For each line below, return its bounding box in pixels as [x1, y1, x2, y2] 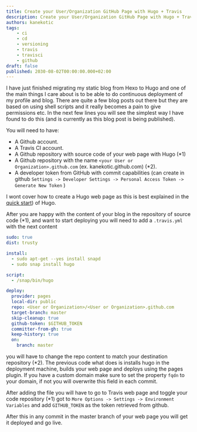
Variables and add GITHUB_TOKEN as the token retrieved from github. [6, 402, 169, 409]
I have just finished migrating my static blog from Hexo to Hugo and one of [6, 84, 186, 91]
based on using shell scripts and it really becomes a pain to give [6, 103, 161, 110]
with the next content [6, 223, 57, 230]
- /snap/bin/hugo [11, 277, 54, 283]
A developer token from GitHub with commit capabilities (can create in [14, 169, 185, 176]
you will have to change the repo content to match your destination [6, 353, 168, 360]
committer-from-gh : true [11, 326, 72, 332]
